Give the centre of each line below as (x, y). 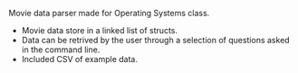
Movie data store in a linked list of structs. (100, 30)
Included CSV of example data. (79, 59)
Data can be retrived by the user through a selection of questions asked (156, 40)
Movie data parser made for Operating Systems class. (109, 13)
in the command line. (61, 50)
